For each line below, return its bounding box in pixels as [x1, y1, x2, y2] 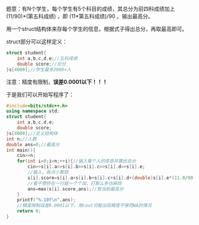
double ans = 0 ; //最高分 [6, 141, 60, 147]
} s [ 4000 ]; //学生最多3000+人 [6, 66, 71, 73]
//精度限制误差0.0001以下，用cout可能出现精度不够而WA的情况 [17, 202, 152, 209]
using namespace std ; [6, 108, 60, 115]
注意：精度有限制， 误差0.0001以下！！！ [6, 78, 108, 85]
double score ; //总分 [17, 61, 66, 67]
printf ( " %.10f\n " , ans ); [17, 197, 76, 203]
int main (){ [6, 147, 36, 153]
